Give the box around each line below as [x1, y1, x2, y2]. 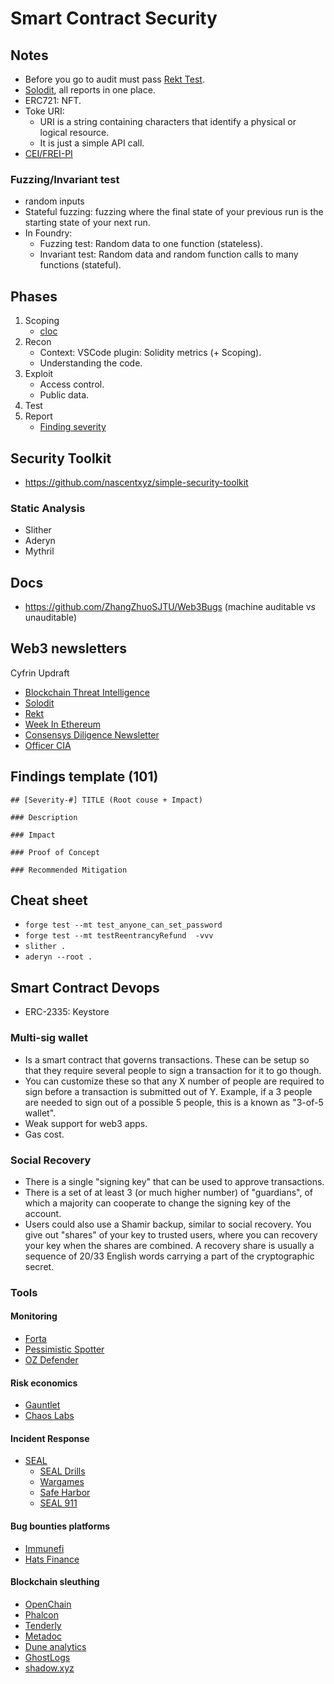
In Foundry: [24, 227, 73, 239]
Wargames [39, 1476, 85, 1488]
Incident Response [10, 1432, 90, 1444]
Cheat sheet [10, 892, 88, 909]
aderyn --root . [24, 952, 93, 962]
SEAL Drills [39, 1465, 86, 1477]
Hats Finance [24, 1553, 80, 1565]
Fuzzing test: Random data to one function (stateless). [39, 238, 263, 250]
